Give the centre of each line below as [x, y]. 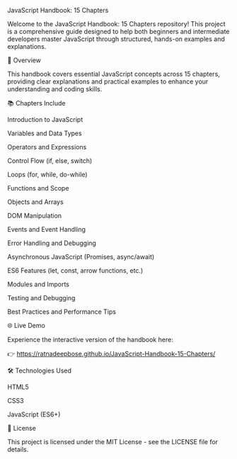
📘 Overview [24, 60]
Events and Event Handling [47, 229]
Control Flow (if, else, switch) [50, 161]
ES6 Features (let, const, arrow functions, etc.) [75, 271]
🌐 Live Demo [27, 325]
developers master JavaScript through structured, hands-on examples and [116, 39]
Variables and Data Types [45, 133]
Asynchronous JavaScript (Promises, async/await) [81, 257]
